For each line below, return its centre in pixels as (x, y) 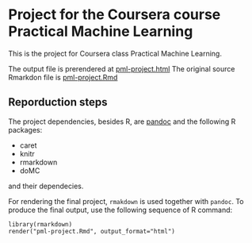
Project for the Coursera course (115, 15)
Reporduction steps (58, 102)
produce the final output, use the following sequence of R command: (120, 210)
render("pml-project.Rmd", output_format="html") (92, 231)
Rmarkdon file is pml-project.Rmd (63, 77)
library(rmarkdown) (40, 224)
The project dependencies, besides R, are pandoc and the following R (122, 121)
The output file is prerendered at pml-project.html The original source (122, 68)
